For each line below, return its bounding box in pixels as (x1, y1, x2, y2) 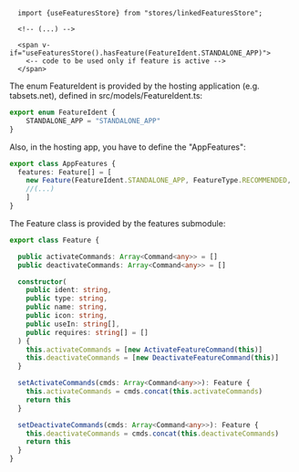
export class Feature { (9, 236, 100, 245)
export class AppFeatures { (9, 159, 117, 168)
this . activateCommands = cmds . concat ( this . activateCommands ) (26, 387, 263, 396)
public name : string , (26, 302, 108, 312)
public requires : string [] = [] (26, 328, 149, 337)
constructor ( (17, 277, 67, 287)
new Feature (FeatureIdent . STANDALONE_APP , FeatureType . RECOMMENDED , (26, 176, 292, 185)
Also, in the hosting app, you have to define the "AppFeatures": (9, 142, 246, 152)
